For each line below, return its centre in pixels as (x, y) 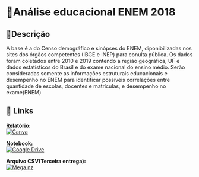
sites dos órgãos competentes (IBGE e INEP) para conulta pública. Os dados (99, 55)
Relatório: (18, 125)
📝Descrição (28, 34)
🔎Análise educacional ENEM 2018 (91, 12)
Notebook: (20, 143)
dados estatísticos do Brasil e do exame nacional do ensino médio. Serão (96, 67)
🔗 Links (20, 111)
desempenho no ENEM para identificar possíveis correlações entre (88, 80)
